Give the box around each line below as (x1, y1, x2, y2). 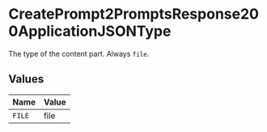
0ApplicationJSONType (8, 22, 172, 40)
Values (8, 72, 44, 86)
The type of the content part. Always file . (8, 49, 150, 58)
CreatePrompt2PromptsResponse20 (8, 5, 259, 23)
